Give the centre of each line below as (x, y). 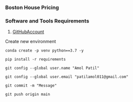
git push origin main (28, 94)
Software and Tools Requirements (47, 20)
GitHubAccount (28, 32)
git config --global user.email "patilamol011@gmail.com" (67, 77)
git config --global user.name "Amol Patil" (52, 68)
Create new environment (31, 41)
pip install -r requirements (35, 59)
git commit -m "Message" (31, 86)
